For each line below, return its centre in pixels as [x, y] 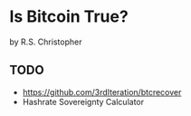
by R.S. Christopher [46, 42]
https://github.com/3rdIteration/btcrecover [102, 92]
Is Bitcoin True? [69, 17]
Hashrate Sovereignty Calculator [83, 101]
